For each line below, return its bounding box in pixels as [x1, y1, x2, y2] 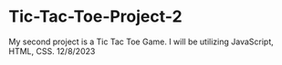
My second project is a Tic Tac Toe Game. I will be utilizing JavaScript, [8, 36, 275, 47]
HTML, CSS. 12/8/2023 [8, 45, 96, 56]
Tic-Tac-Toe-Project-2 [8, 6, 183, 27]
